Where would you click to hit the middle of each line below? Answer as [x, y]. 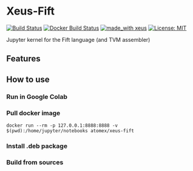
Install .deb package [37, 146]
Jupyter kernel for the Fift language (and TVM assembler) [78, 39]
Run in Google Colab [37, 96]
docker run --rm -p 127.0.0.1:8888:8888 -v [62, 126]
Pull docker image [33, 113]
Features [23, 59]
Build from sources [35, 162]
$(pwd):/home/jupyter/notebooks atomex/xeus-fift [70, 131]
